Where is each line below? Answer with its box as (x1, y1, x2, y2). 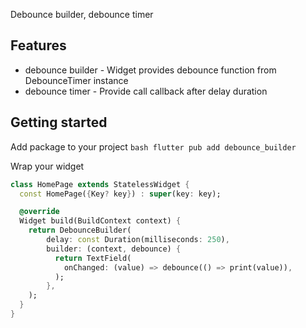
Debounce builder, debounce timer (10, 9, 154, 20)
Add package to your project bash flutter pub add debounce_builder (10, 140, 297, 153)
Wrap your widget (10, 160, 85, 172)
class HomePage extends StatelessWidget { (10, 179, 190, 189)
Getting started (10, 114, 108, 131)
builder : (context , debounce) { (46, 244, 182, 254)
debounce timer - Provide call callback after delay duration (24, 85, 268, 97)
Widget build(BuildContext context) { (19, 216, 182, 226)
